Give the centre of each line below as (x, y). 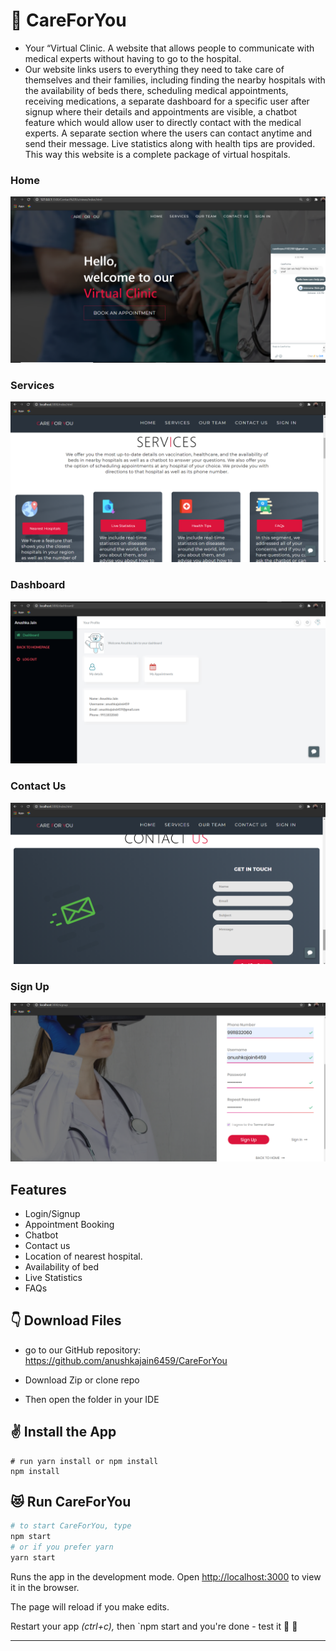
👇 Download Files (66, 1320)
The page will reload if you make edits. (90, 1606)
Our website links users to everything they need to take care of (154, 69)
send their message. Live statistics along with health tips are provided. (170, 143)
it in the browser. (45, 1587)
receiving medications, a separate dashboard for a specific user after (167, 101)
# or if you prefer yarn (62, 1547)
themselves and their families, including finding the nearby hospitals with (175, 80)
